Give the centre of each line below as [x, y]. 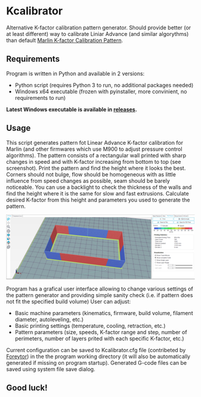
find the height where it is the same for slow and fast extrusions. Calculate [98, 193]
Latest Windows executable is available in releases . [72, 109]
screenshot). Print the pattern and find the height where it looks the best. [96, 168]
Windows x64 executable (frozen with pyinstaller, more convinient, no [101, 91]
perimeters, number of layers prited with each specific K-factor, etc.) [99, 338]
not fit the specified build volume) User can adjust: [68, 301]
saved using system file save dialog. [51, 369]
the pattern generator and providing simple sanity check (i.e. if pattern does [100, 295]
